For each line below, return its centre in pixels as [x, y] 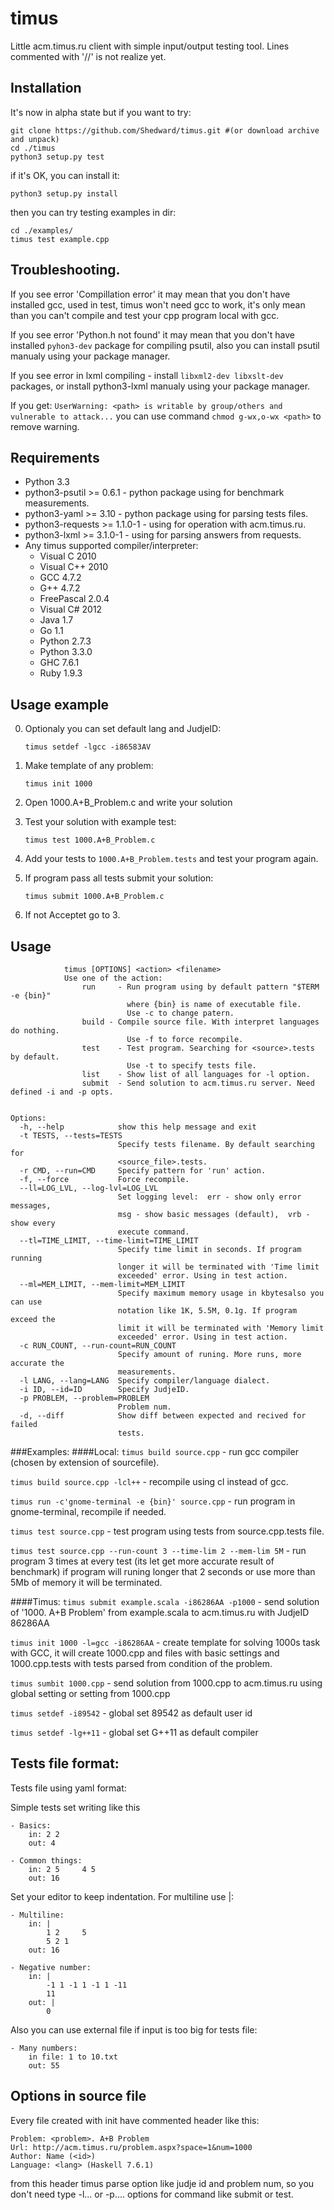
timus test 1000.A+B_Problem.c [90, 840]
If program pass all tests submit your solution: [119, 878]
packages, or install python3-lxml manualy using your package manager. [160, 386]
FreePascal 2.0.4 [74, 599]
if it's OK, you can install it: [65, 175]
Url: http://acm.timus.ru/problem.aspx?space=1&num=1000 [131, 2147]
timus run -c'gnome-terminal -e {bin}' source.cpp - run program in [153, 1501]
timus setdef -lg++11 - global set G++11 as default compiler [134, 1732]
